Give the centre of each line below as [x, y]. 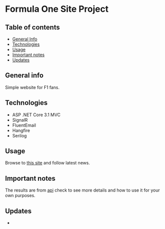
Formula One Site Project [57, 9]
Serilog [19, 135]
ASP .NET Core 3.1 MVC [36, 115]
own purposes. [20, 196]
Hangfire [21, 130]
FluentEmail [24, 125]
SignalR [20, 120]
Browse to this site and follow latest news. [47, 163]
